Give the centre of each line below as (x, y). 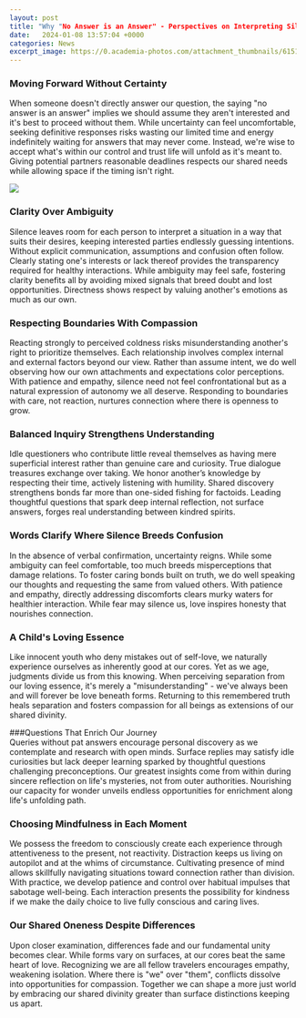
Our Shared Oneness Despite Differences (102, 925)
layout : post (34, 18)
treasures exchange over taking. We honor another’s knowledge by (135, 473)
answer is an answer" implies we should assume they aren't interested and (150, 113)
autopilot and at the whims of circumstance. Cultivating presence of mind (147, 863)
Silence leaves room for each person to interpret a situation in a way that (146, 231)
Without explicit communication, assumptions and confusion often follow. (147, 250)
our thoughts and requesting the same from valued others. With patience (146, 585)
